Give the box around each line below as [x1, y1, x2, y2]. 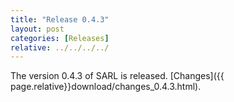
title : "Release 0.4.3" [10, 14, 110, 25]
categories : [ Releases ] [10, 33, 110, 43]
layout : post [10, 24, 65, 34]
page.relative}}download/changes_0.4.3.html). [10, 81, 202, 93]
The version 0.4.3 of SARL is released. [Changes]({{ [10, 70, 225, 82]
